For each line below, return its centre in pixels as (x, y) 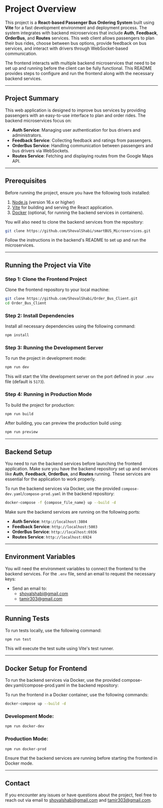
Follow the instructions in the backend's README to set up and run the (76, 240)
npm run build (19, 414)
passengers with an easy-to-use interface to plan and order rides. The (75, 115)
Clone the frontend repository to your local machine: (57, 290)
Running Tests (27, 619)
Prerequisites (26, 181)
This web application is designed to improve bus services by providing (75, 110)
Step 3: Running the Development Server (54, 347)
